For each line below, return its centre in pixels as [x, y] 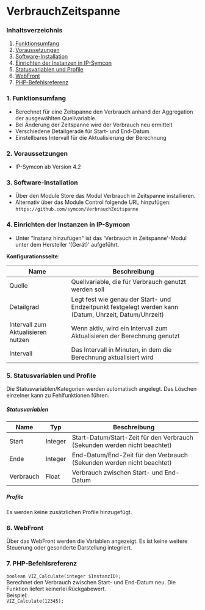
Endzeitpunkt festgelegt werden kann [125, 307]
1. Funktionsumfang [36, 98]
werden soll [88, 289]
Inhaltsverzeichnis [34, 31]
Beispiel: [17, 595]
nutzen [19, 339]
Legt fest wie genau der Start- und [121, 299]
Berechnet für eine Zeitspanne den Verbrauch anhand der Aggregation [104, 112]
